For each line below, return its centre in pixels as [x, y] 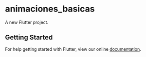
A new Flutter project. [27, 22]
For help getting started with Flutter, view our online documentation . [73, 49]
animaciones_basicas [50, 9]
